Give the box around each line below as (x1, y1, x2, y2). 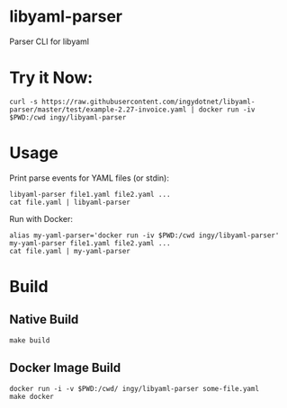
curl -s (9, 97, 39, 106)
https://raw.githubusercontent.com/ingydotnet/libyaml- (41, 97, 256, 106)
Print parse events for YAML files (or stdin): (9, 173, 169, 183)
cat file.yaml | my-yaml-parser (9, 246, 130, 255)
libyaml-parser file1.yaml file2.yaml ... (9, 190, 171, 199)
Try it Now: (9, 67, 94, 88)
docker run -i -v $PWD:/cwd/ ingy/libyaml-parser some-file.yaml (9, 384, 259, 393)
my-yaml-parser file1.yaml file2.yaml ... (9, 238, 171, 248)
